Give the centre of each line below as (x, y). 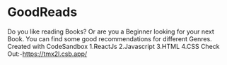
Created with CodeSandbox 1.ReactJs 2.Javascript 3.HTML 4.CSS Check (113, 46)
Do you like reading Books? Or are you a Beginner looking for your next (111, 31)
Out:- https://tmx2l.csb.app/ (47, 54)
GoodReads (42, 12)
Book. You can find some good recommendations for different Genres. (110, 38)
